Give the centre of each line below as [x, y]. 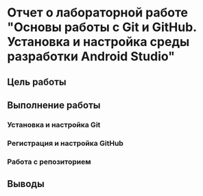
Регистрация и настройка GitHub [65, 143]
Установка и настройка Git [54, 124]
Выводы [26, 184]
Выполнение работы [54, 105]
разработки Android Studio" [91, 57]
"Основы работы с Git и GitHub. [102, 27]
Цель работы [37, 81]
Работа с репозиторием [49, 162]
